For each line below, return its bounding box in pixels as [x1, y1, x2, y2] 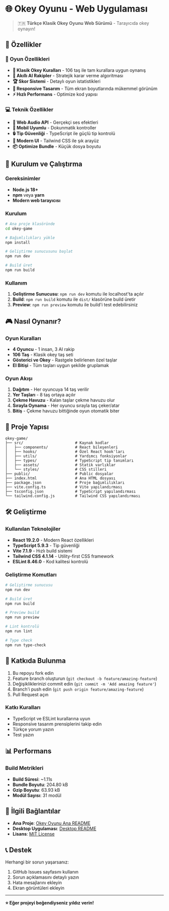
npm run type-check [5, 643, 46, 648]
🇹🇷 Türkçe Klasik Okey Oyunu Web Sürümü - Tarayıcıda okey [17, 20, 149, 26]
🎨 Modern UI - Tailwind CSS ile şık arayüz [12, 138, 99, 144]
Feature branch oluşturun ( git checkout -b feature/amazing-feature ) [12, 675, 157, 681]
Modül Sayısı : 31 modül [12, 792, 62, 798]
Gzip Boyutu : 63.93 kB [12, 787, 60, 793]
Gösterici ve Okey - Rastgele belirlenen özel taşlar [12, 357, 117, 363]
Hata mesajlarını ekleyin [12, 880, 62, 886]
